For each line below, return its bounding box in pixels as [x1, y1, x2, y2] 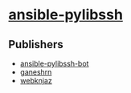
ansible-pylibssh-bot [19, 59, 89, 68]
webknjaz [19, 76, 52, 85]
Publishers [8, 38, 63, 51]
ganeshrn [19, 67, 52, 77]
